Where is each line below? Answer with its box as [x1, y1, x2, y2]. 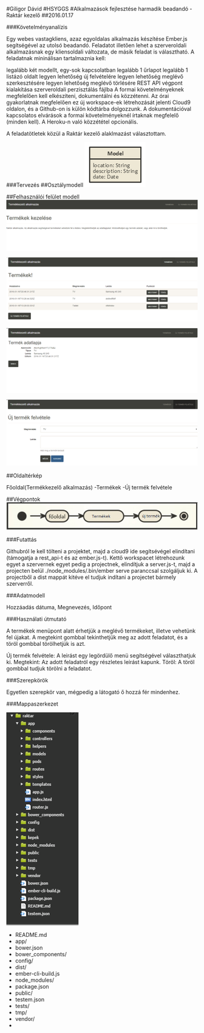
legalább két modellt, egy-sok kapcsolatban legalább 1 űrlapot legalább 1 [6, 66, 188, 74]
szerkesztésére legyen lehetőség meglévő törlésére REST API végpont [6, 79, 183, 86]
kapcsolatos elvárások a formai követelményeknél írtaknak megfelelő [6, 112, 179, 119]
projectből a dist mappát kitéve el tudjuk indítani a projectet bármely [6, 573, 177, 581]
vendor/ [15, 1015, 35, 1023]
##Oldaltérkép [6, 472, 42, 479]
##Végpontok [6, 495, 41, 503]
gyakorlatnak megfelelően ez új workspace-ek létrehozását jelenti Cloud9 [6, 99, 191, 106]
